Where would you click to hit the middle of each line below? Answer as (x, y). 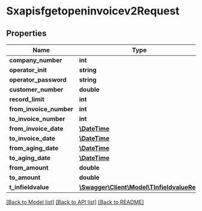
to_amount (25, 177)
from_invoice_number (41, 109)
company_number (36, 60)
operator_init (28, 70)
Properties (26, 33)
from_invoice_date (36, 129)
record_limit (27, 99)
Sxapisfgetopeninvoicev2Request (93, 11)
